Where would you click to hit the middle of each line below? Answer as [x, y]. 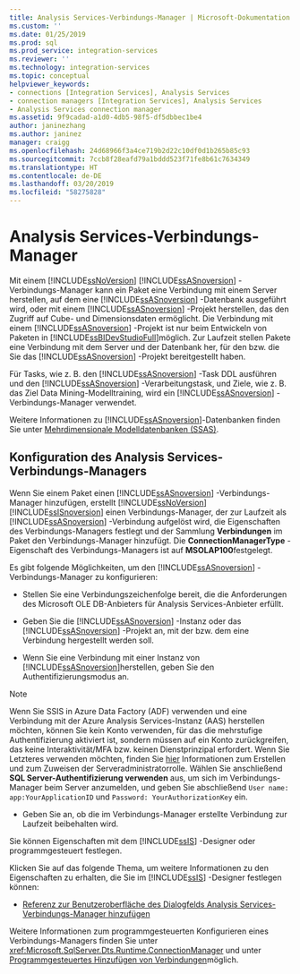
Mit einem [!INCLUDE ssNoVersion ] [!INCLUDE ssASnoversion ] [123, 280]
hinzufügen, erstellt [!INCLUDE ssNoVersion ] [126, 502]
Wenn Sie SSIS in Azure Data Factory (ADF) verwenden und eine [129, 711]
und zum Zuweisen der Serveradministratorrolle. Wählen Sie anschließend [146, 768]
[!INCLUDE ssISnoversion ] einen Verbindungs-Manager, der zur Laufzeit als [148, 512]
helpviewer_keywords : [50, 84]
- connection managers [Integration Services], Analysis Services [136, 101]
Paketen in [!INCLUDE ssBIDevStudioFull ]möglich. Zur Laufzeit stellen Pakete [150, 337]
